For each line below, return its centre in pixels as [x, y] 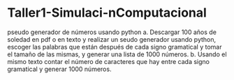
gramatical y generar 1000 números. [59, 69]
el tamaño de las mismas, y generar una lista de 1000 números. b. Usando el [117, 54]
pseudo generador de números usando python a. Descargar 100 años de [112, 32]
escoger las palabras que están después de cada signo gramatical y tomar [115, 47]
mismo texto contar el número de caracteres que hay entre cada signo [109, 61]
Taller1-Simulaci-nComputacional [107, 13]
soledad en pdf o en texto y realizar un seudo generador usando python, [112, 39]
